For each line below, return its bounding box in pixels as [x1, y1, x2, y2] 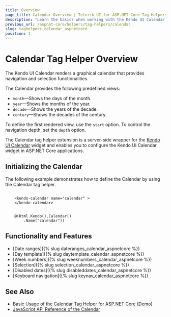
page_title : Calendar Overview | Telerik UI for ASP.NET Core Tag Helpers [5, 12, 167, 17]
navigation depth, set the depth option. [5, 127, 86, 133]
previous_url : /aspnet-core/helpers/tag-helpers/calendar [5, 21, 131, 27]
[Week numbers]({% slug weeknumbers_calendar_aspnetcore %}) [12, 256, 152, 262]
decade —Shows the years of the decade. [12, 106, 98, 112]
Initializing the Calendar [5, 162, 82, 171]
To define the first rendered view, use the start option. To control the [5, 121, 151, 128]
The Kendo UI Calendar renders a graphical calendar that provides [5, 70, 145, 76]
